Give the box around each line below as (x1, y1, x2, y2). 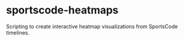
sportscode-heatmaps (6, 4, 119, 17)
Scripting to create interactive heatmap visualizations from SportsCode (6, 23, 178, 30)
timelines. (6, 29, 30, 36)
